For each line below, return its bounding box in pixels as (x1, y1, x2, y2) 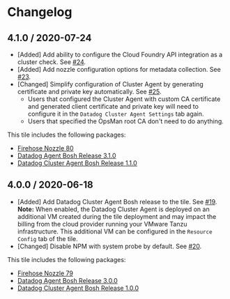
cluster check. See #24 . (17, 58, 86, 66)
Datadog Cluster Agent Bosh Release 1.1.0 (17, 159, 137, 167)
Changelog (7, 4, 72, 20)
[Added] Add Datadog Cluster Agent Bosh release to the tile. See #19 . (17, 197, 217, 206)
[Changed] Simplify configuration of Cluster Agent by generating (17, 80, 204, 88)
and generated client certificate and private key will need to (27, 102, 199, 110)
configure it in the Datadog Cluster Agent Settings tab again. (27, 109, 204, 118)
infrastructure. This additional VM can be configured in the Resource (17, 227, 213, 236)
